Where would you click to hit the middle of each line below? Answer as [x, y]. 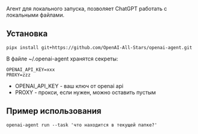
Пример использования [54, 111]
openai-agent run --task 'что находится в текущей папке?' [82, 125]
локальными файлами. [36, 15]
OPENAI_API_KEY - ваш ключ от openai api [69, 86]
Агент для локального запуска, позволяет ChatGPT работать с [87, 9]
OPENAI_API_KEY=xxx [31, 69]
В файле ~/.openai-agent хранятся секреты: [62, 59]
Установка [27, 34]
